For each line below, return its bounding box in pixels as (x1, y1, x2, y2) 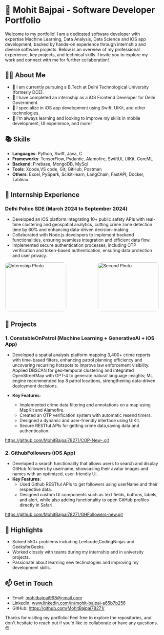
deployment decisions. (12, 383, 58, 389)
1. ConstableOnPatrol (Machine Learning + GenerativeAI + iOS (5, 335, 155, 341)
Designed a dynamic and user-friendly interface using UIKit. (19, 417, 141, 423)
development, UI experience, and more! (12, 120, 92, 126)
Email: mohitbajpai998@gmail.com (12, 594, 82, 600)
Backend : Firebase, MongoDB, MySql (12, 161, 88, 167)
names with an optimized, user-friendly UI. (12, 471, 98, 477)
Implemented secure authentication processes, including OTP (12, 242, 137, 248)
